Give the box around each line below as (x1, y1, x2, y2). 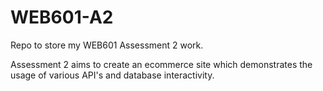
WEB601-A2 (10, 6, 114, 29)
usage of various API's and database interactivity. (10, 69, 215, 81)
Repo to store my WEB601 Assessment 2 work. (10, 39, 204, 51)
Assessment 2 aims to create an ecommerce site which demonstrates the (10, 58, 313, 70)
